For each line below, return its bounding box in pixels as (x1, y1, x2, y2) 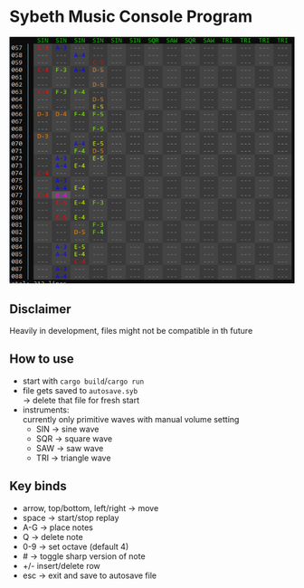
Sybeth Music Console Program (9, 6, 253, 27)
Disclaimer (9, 301, 71, 317)
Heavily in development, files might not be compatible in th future (9, 326, 253, 337)
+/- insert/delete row (22, 560, 101, 571)
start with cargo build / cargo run (22, 375, 145, 386)
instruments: (22, 404, 70, 415)
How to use (9, 351, 74, 367)
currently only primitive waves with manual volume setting (22, 413, 240, 424)
